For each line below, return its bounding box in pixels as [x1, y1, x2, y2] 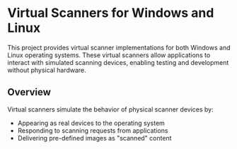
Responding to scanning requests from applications [17, 126, 168, 135]
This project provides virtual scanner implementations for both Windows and [7, 43, 231, 52]
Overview [7, 86, 52, 98]
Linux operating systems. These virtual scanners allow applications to [7, 51, 211, 59]
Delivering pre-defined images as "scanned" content [17, 133, 172, 142]
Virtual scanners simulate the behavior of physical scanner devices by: [7, 105, 214, 114]
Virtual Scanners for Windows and [7, 5, 214, 21]
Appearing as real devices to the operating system [17, 119, 165, 127]
